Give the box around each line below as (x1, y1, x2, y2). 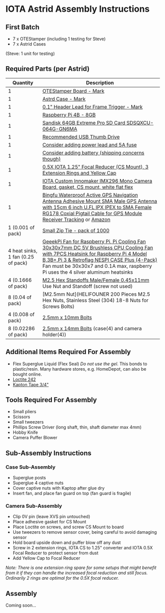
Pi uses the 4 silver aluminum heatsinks (42, 268, 133, 275)
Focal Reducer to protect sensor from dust (12, 550, 98, 556)
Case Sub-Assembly (5, 464, 56, 471)
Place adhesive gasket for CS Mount (12, 519, 87, 525)
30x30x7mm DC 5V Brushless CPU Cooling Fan (42, 244, 153, 251)
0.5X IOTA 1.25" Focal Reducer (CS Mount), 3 (42, 163, 149, 170)
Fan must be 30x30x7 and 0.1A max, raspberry (42, 262, 152, 269)
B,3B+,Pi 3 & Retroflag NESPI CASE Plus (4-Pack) (42, 256, 158, 263)
